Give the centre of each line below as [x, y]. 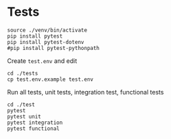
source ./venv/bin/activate [47, 30]
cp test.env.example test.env [50, 79]
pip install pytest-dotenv [46, 42]
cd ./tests [23, 73]
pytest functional [33, 128]
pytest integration [35, 123]
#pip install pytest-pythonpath [53, 48]
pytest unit [24, 116]
